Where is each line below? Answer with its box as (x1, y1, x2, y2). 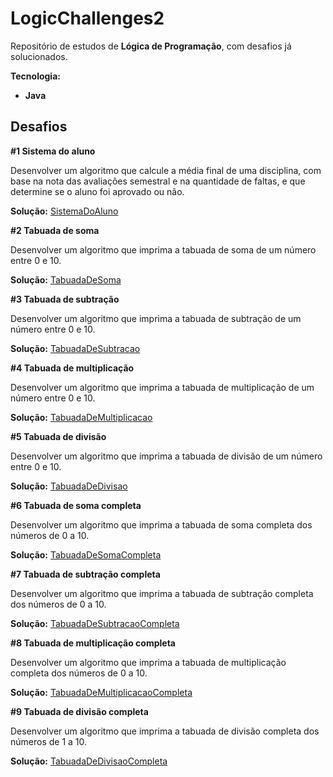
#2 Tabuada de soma (10, 224, 100, 236)
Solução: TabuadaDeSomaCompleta (10, 548, 162, 561)
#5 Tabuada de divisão (10, 430, 107, 442)
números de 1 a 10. (10, 735, 88, 747)
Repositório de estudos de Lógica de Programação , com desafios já (10, 40, 292, 52)
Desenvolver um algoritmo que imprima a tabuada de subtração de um (10, 312, 302, 324)
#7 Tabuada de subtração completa (10, 568, 161, 580)
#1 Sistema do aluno (10, 145, 96, 157)
